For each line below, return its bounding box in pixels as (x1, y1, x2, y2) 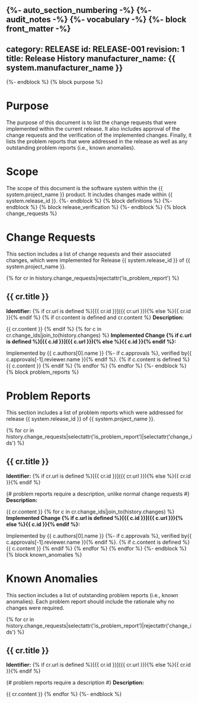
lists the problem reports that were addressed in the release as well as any (6, 138, 188, 145)
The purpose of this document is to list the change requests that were (6, 119, 177, 126)
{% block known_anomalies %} (6, 551, 82, 558)
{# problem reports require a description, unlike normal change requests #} (6, 490, 190, 497)
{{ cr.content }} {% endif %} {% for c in (6, 325, 102, 332)
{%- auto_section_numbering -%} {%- (6, 5, 152, 15)
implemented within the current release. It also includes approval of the (6, 125, 180, 133)
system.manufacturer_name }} (6, 62, 123, 72)
